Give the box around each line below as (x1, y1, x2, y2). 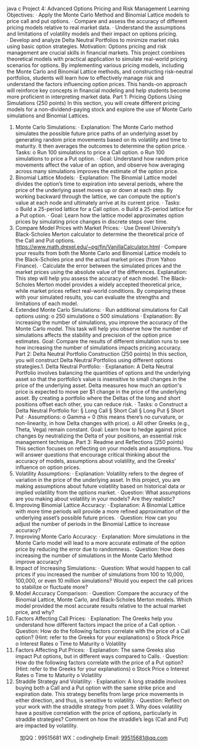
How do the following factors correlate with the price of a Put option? (15, 659, 184, 666)
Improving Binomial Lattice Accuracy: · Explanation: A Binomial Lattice (15, 502, 185, 509)
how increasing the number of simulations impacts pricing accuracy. (15, 344, 182, 351)
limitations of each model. (15, 300, 79, 307)
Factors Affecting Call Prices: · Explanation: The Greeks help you (15, 615, 173, 622)
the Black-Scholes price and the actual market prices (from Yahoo (15, 256, 177, 263)
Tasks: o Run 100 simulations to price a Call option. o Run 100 (15, 149, 165, 156)
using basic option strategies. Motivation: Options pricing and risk (6, 43, 167, 50)
